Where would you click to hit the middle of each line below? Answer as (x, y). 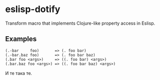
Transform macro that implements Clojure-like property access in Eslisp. (80, 23)
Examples (21, 39)
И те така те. (19, 73)
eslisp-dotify (33, 9)
